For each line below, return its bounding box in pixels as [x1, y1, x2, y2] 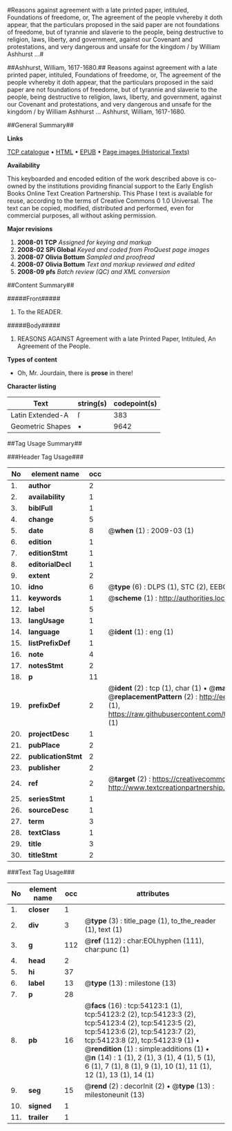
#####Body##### [7, 321, 61, 329]
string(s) [77, 399, 107, 408]
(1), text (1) [84, 925, 123, 934]
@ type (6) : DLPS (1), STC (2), [108, 582, 209, 591]
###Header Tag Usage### [7, 453, 84, 461]
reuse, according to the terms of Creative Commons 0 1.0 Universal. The [7, 197, 213, 205]
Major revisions [7, 225, 53, 233]
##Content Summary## [7, 281, 75, 289]
